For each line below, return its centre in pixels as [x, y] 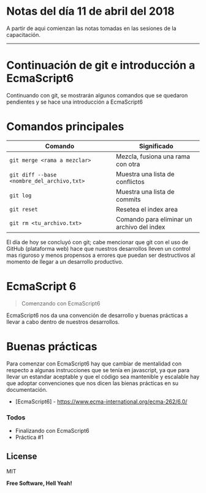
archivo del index [141, 227]
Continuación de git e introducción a [101, 65]
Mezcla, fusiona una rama [153, 156]
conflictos [131, 182]
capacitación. [24, 34]
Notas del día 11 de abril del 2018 [90, 11]
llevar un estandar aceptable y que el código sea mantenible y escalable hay [103, 376]
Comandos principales [65, 127]
